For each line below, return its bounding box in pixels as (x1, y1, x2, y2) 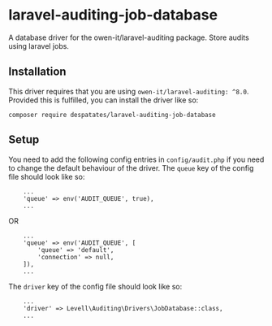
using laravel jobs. (8, 41, 69, 50)
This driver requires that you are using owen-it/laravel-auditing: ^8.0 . (8, 86, 249, 96)
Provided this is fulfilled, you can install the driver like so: (8, 95, 199, 105)
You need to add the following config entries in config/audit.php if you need (8, 154, 265, 164)
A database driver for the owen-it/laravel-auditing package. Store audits (8, 33, 249, 42)
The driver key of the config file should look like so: (8, 281, 183, 291)
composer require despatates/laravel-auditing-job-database (8, 111, 217, 119)
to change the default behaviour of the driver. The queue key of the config (8, 163, 254, 172)
